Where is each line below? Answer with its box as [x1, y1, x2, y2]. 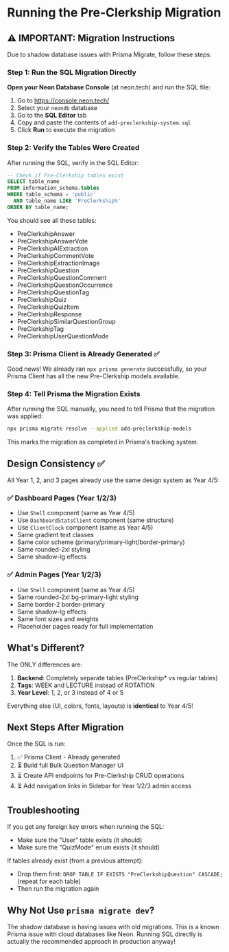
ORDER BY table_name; [7, 204, 69, 210]
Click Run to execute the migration [16, 126, 115, 134]
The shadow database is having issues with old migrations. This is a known [7, 922, 219, 931]
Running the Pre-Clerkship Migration [7, 5, 221, 21]
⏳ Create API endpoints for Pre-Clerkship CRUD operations [16, 772, 185, 780]
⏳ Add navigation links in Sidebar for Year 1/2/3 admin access [16, 782, 192, 790]
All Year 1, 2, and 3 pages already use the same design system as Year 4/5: [7, 476, 219, 484]
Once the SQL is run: [7, 739, 67, 748]
